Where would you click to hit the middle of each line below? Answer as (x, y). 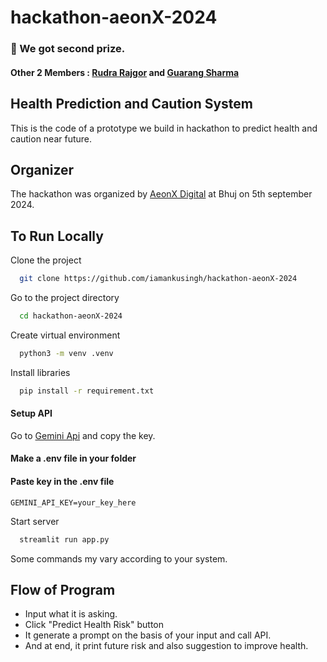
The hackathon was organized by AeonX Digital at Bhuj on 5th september (161, 194)
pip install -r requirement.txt (87, 391)
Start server (35, 521)
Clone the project (46, 260)
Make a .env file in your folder (73, 458)
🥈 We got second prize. (68, 49)
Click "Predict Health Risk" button (94, 625)
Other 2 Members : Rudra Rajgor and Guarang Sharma (125, 72)
